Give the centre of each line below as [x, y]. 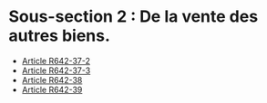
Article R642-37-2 [56, 61]
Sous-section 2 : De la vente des [133, 17]
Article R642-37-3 [56, 70]
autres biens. [60, 36]
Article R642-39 [52, 89]
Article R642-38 [52, 80]
